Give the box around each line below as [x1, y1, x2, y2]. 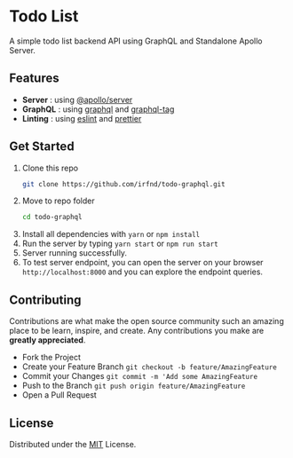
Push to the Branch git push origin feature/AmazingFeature [21, 380, 246, 391]
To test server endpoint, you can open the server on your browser [21, 257, 264, 268]
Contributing [9, 292, 82, 307]
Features [9, 71, 59, 86]
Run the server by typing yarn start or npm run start [21, 238, 219, 249]
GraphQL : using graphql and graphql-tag [21, 104, 175, 114]
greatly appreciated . [9, 335, 86, 345]
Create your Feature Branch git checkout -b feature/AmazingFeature [21, 361, 277, 372]
